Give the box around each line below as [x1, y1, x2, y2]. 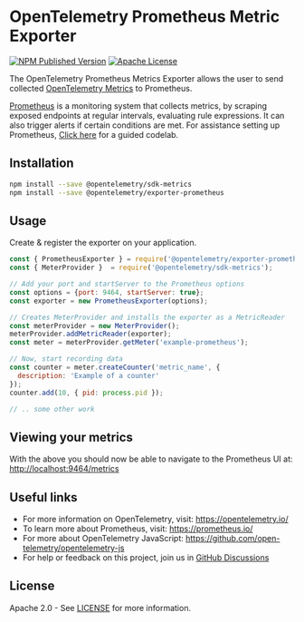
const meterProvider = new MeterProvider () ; [9, 321, 180, 330]
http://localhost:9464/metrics [9, 463, 119, 474]
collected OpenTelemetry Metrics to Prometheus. [9, 83, 193, 93]
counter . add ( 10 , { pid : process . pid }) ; [9, 388, 165, 397]
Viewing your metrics [9, 429, 134, 445]
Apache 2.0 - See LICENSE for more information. [9, 602, 192, 613]
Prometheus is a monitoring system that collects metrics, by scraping [9, 100, 268, 111]
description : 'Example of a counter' [17, 371, 160, 380]
